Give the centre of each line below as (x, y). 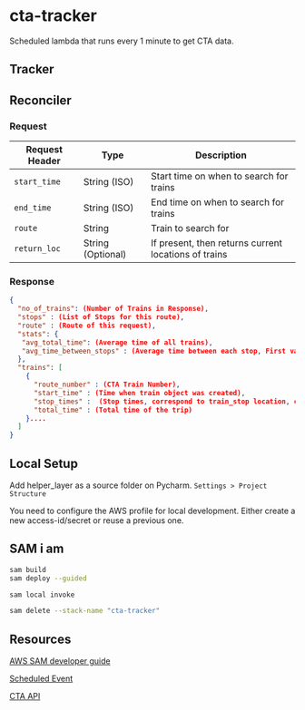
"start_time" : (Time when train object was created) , (139, 393)
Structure (28, 494)
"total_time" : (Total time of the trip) (113, 410)
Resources (40, 639)
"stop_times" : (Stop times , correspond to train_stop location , (162, 401)
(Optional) (105, 255)
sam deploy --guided (49, 578)
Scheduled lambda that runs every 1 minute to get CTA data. (122, 41)
